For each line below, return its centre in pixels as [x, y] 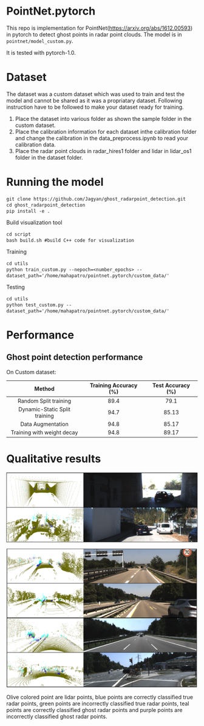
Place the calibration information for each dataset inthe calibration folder [106, 131]
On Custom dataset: [31, 372]
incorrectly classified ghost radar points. [57, 716]
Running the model [55, 182]
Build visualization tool [34, 222]
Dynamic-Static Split [44, 409]
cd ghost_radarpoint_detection [46, 205]
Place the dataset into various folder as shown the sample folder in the [103, 118]
